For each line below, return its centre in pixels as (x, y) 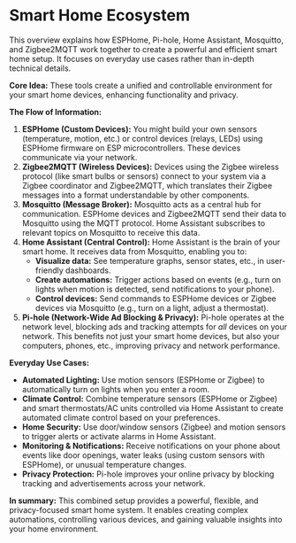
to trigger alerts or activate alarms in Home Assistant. (119, 436)
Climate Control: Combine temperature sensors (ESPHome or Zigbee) (150, 399)
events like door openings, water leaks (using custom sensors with (143, 455)
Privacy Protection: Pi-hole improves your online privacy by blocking (148, 474)
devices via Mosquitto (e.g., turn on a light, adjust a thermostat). (152, 307)
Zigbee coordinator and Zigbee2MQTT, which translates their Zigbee (147, 185)
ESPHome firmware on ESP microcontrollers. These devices (131, 148)
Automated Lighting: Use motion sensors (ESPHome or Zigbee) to (143, 380)
